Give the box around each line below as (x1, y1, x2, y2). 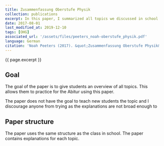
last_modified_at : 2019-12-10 (5, 25, 67, 30)
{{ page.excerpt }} (5, 56, 42, 62)
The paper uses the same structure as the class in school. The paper (5, 130, 143, 136)
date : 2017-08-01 (5, 20, 41, 26)
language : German (5, 39, 41, 44)
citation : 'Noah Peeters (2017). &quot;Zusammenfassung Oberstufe (5, 43, 143, 48)
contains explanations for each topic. (5, 136, 80, 142)
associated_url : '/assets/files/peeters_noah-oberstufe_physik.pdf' (5, 35, 147, 39)
